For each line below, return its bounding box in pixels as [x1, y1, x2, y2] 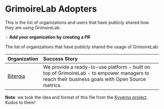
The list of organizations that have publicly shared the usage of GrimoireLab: [5, 44, 159, 50]
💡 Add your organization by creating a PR [5, 34, 90, 40]
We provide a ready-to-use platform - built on [43, 63, 150, 70]
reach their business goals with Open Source [43, 75, 146, 82]
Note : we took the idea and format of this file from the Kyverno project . [5, 94, 148, 100]
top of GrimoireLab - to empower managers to [43, 70, 150, 76]
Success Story [43, 55, 78, 62]
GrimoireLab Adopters [5, 3, 97, 15]
